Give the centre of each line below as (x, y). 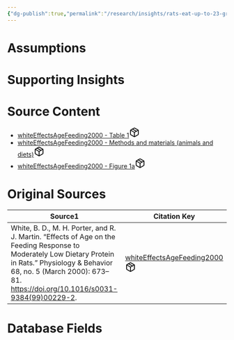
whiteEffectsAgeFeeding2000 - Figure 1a (76, 166)
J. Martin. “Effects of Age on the (63, 236)
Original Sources (57, 194)
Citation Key (174, 216)
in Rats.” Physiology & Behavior (62, 263)
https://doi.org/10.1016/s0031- (64, 289)
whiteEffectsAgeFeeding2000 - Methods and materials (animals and (115, 143)
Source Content (54, 112)
